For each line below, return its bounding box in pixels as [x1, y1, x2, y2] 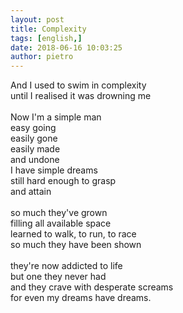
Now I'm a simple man [10, 111, 102, 123]
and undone [10, 154, 60, 166]
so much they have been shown [10, 239, 142, 251]
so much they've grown [10, 207, 108, 219]
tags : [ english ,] [10, 33, 83, 43]
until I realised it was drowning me [10, 90, 152, 102]
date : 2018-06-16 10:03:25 [10, 42, 123, 53]
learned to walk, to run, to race [10, 228, 137, 240]
